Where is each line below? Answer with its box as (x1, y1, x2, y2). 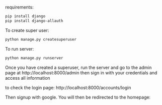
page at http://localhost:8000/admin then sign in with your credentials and (5, 69, 158, 76)
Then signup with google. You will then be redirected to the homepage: (5, 94, 151, 100)
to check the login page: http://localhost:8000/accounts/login (5, 84, 131, 91)
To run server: (5, 46, 34, 52)
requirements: (5, 4, 34, 10)
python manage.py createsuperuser (5, 37, 77, 42)
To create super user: (5, 27, 49, 33)
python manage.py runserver (5, 55, 64, 60)
